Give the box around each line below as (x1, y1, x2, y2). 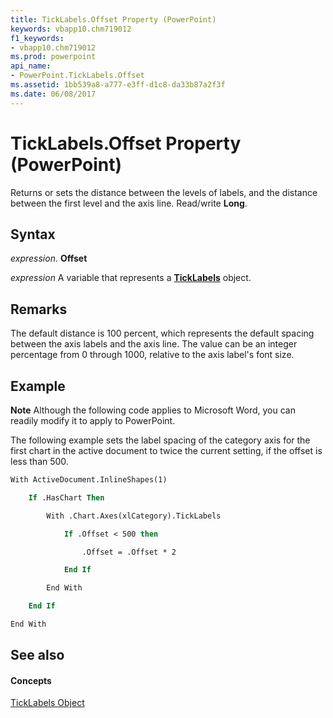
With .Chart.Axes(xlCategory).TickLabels (46, 511, 222, 521)
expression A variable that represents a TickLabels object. (10, 272, 252, 284)
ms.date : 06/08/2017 (10, 89, 97, 99)
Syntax (10, 226, 56, 243)
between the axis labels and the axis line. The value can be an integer (10, 338, 298, 350)
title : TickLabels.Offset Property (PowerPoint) (10, 14, 217, 25)
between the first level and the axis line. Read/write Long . (10, 197, 248, 209)
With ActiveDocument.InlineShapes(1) (10, 475, 168, 485)
